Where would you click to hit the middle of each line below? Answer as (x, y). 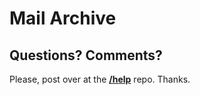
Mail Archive (63, 18)
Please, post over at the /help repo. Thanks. (100, 79)
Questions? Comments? (86, 55)
